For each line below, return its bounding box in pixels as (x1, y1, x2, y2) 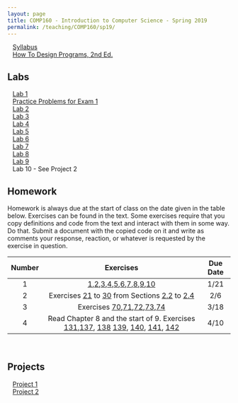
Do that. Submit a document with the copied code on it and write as (7, 227, 204, 235)
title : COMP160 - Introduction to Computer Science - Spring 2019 (7, 17, 208, 24)
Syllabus (12, 43, 38, 52)
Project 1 (12, 380, 38, 388)
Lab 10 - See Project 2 (12, 165, 78, 173)
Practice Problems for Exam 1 (12, 97, 98, 106)
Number (11, 263, 39, 272)
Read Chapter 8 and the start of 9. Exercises (47, 314, 195, 323)
